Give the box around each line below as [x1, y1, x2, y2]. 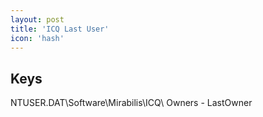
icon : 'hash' [10, 33, 65, 43]
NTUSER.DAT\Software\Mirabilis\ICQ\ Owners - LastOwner [10, 97, 253, 109]
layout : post [10, 14, 65, 25]
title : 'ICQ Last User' [10, 24, 110, 34]
